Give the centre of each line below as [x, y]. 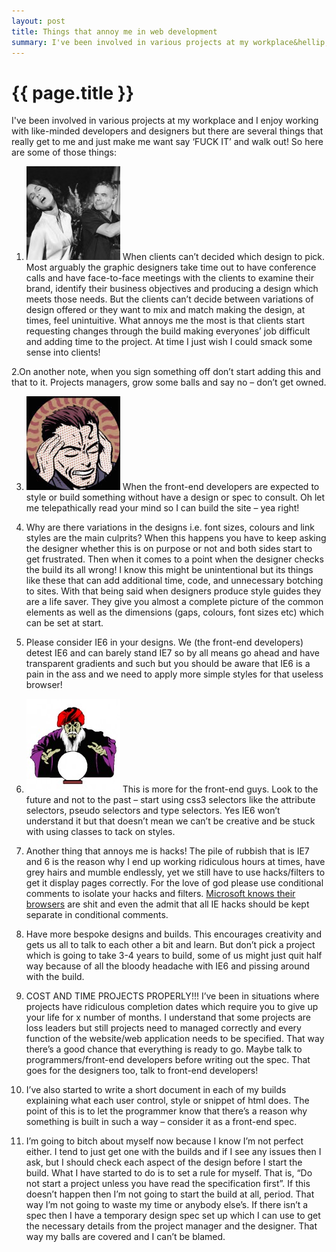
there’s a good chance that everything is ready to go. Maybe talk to [164, 1049]
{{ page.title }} [73, 92]
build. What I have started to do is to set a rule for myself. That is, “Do [169, 1173]
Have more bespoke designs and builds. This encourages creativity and [173, 934]
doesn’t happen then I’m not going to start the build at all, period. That [170, 1194]
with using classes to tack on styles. [100, 832]
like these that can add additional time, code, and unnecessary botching [174, 581]
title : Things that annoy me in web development [114, 31]
